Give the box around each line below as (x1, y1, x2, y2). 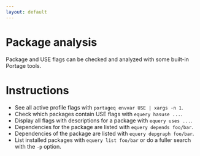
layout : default (6, 9, 47, 15)
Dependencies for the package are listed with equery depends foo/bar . (14, 123, 194, 130)
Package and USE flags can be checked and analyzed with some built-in (6, 56, 190, 63)
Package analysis (6, 35, 98, 49)
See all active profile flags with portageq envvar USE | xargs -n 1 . (14, 103, 183, 111)
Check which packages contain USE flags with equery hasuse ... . (14, 110, 182, 117)
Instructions (6, 83, 69, 97)
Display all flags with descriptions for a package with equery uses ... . (14, 117, 193, 124)
